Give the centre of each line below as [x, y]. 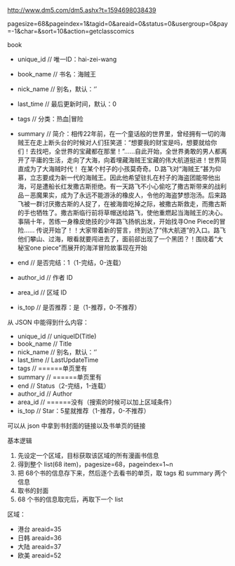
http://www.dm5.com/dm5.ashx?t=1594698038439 [82, 10]
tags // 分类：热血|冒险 [50, 119]
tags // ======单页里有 [52, 368]
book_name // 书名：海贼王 [57, 74]
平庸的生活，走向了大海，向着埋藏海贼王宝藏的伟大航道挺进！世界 [125, 160]
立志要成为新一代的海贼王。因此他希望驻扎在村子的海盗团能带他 [122, 177]
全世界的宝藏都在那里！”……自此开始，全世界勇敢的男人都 [137, 151]
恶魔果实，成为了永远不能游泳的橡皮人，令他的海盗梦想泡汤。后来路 [128, 195]
